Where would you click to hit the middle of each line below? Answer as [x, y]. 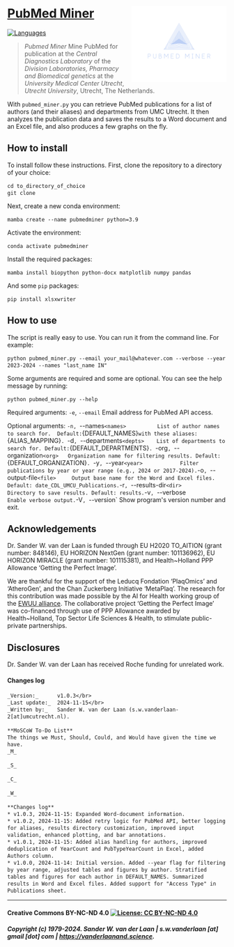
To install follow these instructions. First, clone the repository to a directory [115, 165]
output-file [22, 477]
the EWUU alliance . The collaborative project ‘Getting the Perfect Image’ [111, 604]
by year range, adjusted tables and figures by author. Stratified [107, 870]
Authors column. [31, 856]
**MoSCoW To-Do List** [40, 731]
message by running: [38, 386]
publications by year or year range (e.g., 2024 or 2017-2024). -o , [107, 470]
